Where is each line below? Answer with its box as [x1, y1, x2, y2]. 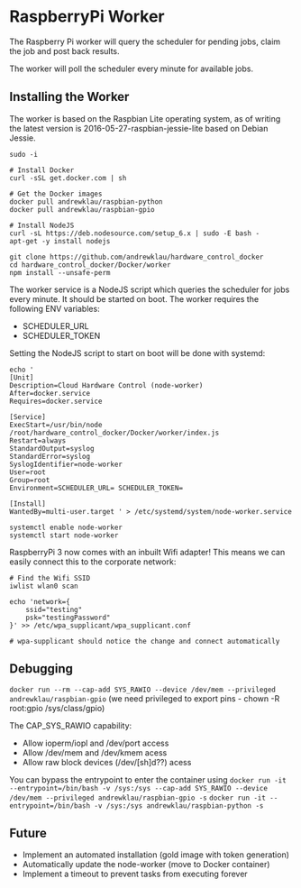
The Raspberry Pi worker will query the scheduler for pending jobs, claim [9, 36, 281, 47]
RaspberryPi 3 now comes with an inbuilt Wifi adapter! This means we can [9, 546, 286, 557]
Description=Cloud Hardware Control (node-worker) [9, 380, 204, 389]
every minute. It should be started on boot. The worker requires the [9, 293, 260, 304]
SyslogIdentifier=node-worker [9, 460, 123, 469]
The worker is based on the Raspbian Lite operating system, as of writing [9, 113, 281, 124]
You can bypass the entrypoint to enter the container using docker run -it [9, 774, 287, 785]
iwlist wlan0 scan [9, 581, 78, 590]
